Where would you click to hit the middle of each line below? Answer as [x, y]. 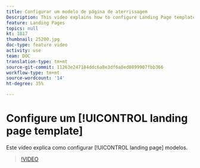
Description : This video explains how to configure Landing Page [89, 17]
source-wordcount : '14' [36, 78]
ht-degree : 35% [25, 84]
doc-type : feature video [37, 45]
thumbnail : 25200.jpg [33, 39]
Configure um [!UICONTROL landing [97, 118]
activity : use [24, 51]
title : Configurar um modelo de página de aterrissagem [77, 12]
